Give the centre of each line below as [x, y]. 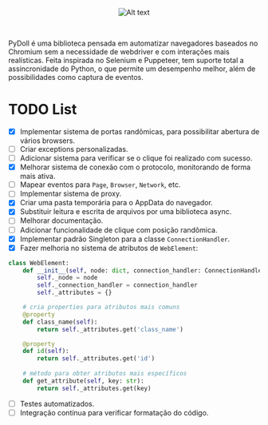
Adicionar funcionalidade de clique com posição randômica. [118, 230]
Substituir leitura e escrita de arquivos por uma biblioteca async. [126, 212]
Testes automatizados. [57, 403]
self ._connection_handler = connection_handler [117, 285]
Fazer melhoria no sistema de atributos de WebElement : [109, 248]
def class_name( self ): [60, 322]
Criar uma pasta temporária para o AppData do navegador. [116, 203]
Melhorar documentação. [61, 220]
